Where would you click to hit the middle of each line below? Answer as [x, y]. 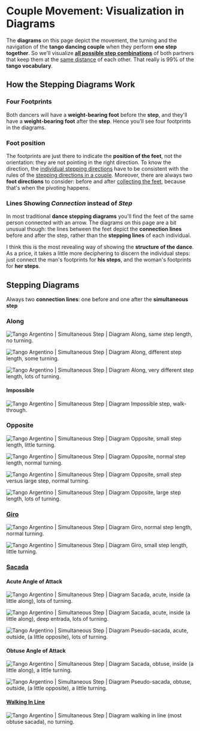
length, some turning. [33, 359]
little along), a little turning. [39, 670]
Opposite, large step [156, 492]
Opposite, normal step [158, 456]
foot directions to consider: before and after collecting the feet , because [96, 181]
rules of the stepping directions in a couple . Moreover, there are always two [99, 175]
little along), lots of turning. [40, 601]
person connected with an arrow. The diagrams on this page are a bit [91, 223]
